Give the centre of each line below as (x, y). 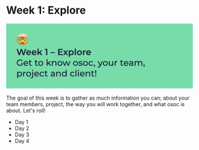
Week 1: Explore (46, 10)
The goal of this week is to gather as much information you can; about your (98, 98)
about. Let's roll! (26, 111)
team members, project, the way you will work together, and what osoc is (95, 104)
